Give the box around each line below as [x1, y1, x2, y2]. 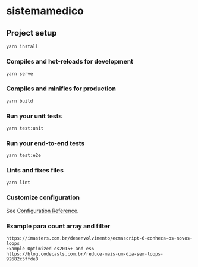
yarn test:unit [6, 125, 44, 131]
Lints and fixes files [6, 167, 64, 175]
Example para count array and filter [6, 222, 111, 230]
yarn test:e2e [6, 153, 42, 159]
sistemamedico [6, 4, 84, 18]
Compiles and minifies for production [6, 84, 116, 93]
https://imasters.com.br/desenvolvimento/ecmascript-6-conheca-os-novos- [6, 235, 193, 241]
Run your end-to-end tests [6, 139, 85, 147]
